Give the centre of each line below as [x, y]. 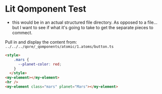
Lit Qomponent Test [46, 9]
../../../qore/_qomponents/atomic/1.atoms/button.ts [59, 47]
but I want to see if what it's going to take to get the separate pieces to [83, 27]
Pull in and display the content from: [41, 42]
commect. [22, 32]
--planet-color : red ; [40, 64]
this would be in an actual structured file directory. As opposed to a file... [85, 22]
